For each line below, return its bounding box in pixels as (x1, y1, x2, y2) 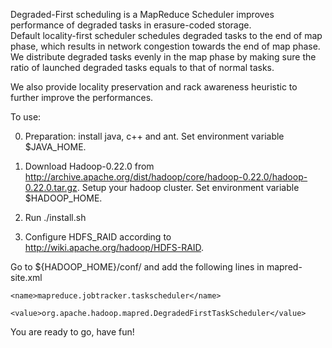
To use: (10, 111, 42, 123)
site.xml (10, 272, 43, 283)
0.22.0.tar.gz (24, 182, 78, 193)
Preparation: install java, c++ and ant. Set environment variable (24, 130, 285, 142)
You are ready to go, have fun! (10, 326, 135, 338)
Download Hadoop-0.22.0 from (24, 160, 155, 172)
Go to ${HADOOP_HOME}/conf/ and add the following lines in (10, 261, 265, 273)
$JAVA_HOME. (24, 141, 87, 153)
